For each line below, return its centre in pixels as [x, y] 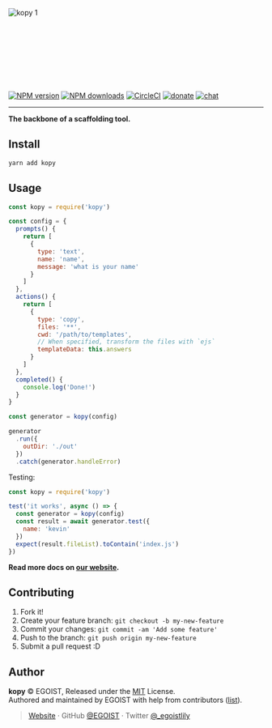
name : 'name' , [61, 259]
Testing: [22, 477]
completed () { [39, 379]
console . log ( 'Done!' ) [59, 387]
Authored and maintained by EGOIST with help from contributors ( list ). [125, 700]
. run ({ [27, 439]
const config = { [38, 221]
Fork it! [32, 612]
